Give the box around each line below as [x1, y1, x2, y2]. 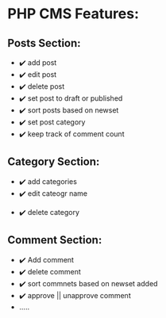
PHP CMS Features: [7, 5, 140, 23]
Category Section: [7, 155, 100, 169]
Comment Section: [7, 233, 102, 247]
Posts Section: [7, 36, 81, 50]
